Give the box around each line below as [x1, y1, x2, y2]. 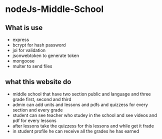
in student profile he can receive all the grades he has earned [12, 128, 139, 134]
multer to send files [12, 63, 52, 69]
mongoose [12, 58, 35, 63]
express [12, 36, 29, 42]
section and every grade [12, 106, 63, 113]
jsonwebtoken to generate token [12, 52, 79, 58]
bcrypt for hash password [12, 42, 66, 48]
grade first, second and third [12, 96, 71, 102]
